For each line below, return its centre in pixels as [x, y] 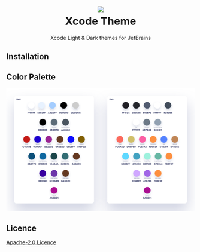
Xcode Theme [101, 21]
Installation [28, 56]
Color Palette [31, 77]
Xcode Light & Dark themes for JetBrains [101, 38]
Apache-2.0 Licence [31, 242]
